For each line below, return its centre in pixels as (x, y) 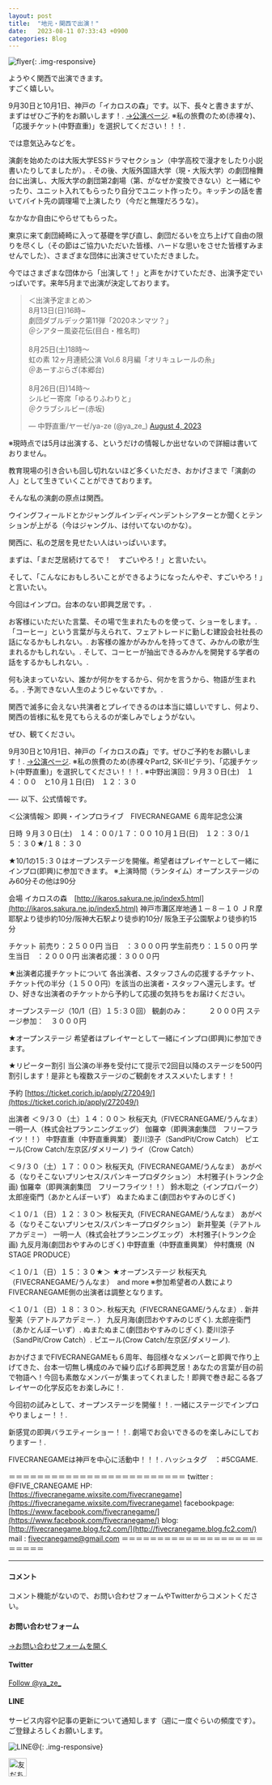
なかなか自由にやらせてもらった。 (65, 218)
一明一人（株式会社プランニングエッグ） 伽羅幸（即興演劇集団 (112, 1129)
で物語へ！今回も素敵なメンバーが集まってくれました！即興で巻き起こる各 (132, 1377)
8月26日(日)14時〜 (59, 388)
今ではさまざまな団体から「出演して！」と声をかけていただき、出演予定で (132, 273)
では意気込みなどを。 (44, 144)
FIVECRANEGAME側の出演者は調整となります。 (88, 1292)
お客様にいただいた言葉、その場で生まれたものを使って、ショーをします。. (133, 622)
